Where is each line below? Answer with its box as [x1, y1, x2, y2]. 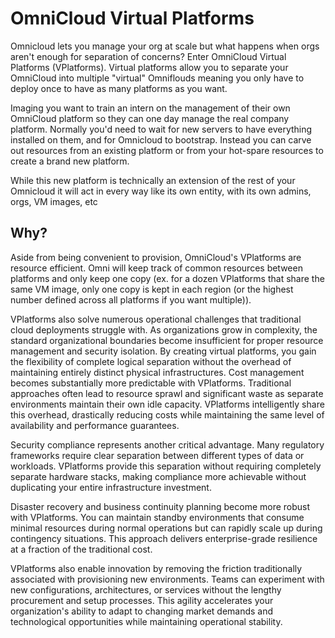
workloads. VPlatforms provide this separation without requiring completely [10, 460, 322, 472]
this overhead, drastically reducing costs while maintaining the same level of [10, 408, 325, 421]
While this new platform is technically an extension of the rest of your [10, 174, 296, 186]
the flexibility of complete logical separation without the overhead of [10, 355, 292, 367]
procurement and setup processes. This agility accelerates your [10, 594, 274, 606]
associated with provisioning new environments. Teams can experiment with [10, 573, 325, 585]
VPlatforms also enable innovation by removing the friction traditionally [10, 562, 303, 574]
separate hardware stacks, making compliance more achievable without [10, 470, 307, 482]
